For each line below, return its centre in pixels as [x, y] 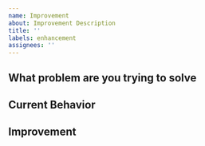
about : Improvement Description [62, 23]
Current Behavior [52, 105]
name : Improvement [39, 16]
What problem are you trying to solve [102, 78]
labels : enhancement [43, 38]
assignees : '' [32, 45]
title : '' [25, 30]
